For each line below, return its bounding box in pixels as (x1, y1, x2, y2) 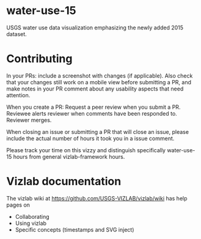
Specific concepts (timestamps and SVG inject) (15, 226, 134, 233)
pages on (6, 201, 31, 208)
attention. (6, 91, 31, 98)
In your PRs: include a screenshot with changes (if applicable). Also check (6, 72, 193, 79)
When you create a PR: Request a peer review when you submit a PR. (6, 103, 181, 111)
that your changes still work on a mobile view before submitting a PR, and (6, 78, 191, 86)
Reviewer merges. (6, 116, 52, 123)
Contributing (6, 52, 73, 66)
